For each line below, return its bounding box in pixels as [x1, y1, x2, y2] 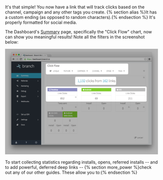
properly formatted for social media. [5, 19, 77, 25]
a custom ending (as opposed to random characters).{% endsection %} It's [5, 15, 156, 20]
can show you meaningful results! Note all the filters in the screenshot [5, 34, 145, 40]
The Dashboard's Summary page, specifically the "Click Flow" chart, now [5, 29, 152, 34]
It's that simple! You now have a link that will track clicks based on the [5, 4, 145, 10]
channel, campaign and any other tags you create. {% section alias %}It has [5, 9, 157, 15]
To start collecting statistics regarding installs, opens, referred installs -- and [5, 159, 158, 165]
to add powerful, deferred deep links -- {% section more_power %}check [5, 164, 152, 170]
